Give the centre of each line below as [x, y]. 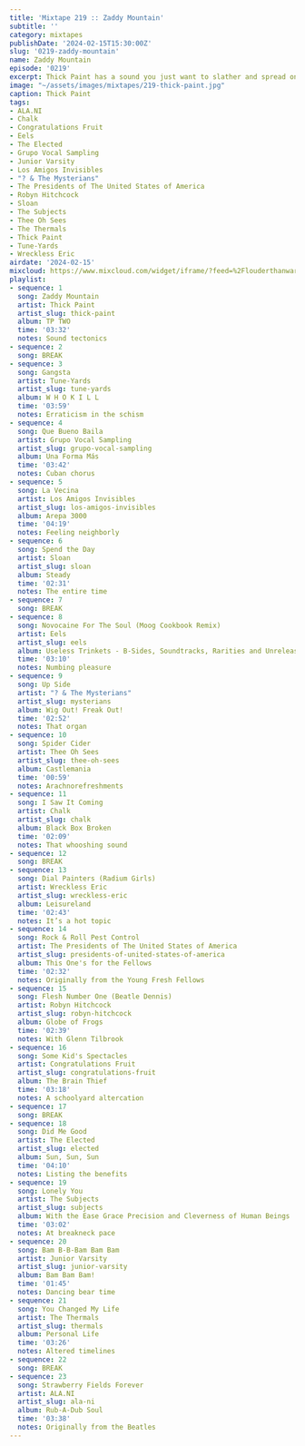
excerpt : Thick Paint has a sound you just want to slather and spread [148, 77]
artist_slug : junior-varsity [73, 1267]
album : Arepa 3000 [53, 516]
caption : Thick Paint [50, 93]
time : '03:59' [44, 406]
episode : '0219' [40, 69]
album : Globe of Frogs [60, 1022]
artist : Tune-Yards [54, 381]
